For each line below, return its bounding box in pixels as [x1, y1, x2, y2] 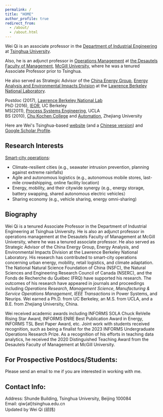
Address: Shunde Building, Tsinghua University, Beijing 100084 [5, 396, 131, 401]
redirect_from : [5, 20, 36, 26]
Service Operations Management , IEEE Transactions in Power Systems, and [5, 291, 158, 297]
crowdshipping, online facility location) [21, 179, 100, 185]
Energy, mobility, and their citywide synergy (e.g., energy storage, [12, 185, 145, 191]
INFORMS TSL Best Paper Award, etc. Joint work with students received [5, 320, 150, 327]
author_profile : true [5, 16, 49, 21]
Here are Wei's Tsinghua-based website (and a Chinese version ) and [5, 122, 143, 128]
